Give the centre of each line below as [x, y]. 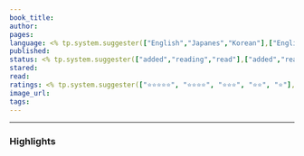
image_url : [30, 93]
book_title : [32, 18]
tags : [19, 101]
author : [24, 26]
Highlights [33, 142]
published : [30, 51]
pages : [22, 34]
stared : [24, 69]
